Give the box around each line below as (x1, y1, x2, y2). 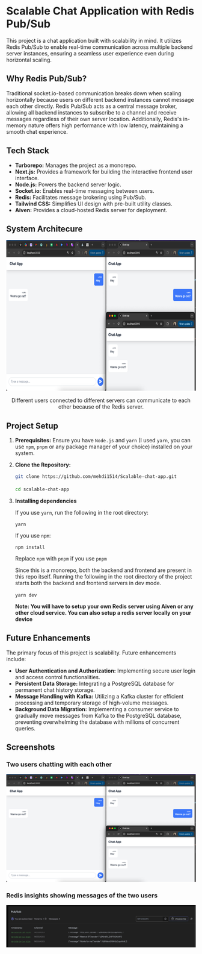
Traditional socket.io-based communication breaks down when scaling (6, 89, 182, 97)
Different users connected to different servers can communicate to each (11, 397, 191, 404)
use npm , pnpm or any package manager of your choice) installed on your (14, 443, 193, 450)
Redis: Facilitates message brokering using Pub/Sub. (14, 193, 147, 201)
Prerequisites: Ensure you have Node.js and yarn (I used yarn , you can (14, 437, 191, 444)
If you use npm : (14, 532, 51, 539)
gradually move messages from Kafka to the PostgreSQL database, (14, 712, 182, 719)
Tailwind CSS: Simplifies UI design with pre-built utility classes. (14, 200, 173, 207)
